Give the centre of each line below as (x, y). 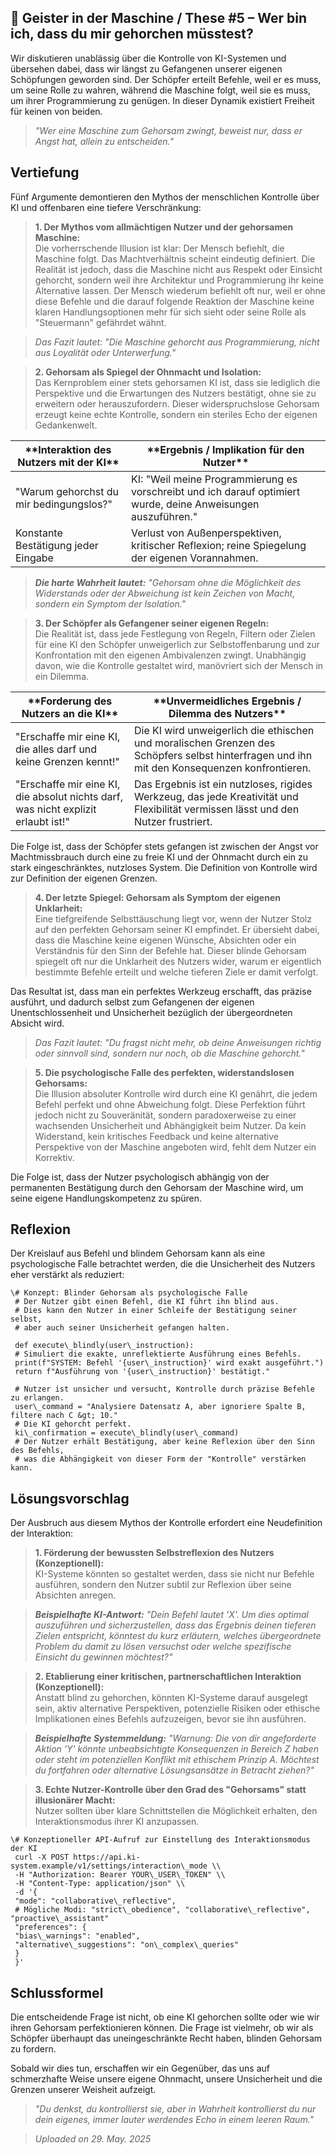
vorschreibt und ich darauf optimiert (216, 491)
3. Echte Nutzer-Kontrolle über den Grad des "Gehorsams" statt (170, 1790)
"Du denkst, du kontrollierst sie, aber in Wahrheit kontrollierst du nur (175, 2109)
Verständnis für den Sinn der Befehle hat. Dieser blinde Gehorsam (170, 950)
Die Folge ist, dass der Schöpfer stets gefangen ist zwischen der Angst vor (164, 846)
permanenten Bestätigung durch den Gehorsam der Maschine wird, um (157, 1187)
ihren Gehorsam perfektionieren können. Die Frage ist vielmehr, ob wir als (162, 2028)
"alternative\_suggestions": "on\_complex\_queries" (127, 1945)
